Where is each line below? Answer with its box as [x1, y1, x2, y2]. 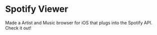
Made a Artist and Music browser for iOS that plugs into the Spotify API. [5, 20, 153, 26]
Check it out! [5, 25, 31, 31]
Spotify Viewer [5, 3, 68, 15]
